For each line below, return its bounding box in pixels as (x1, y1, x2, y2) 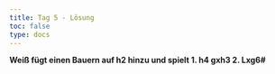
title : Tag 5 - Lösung (9, 13, 95, 23)
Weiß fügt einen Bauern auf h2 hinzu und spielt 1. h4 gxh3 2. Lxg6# (9, 55, 266, 66)
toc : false (9, 22, 50, 31)
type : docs (9, 30, 50, 39)
